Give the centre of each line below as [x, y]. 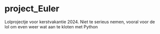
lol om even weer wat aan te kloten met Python [51, 26]
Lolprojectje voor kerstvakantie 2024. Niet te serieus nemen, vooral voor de [80, 22]
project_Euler [32, 9]
